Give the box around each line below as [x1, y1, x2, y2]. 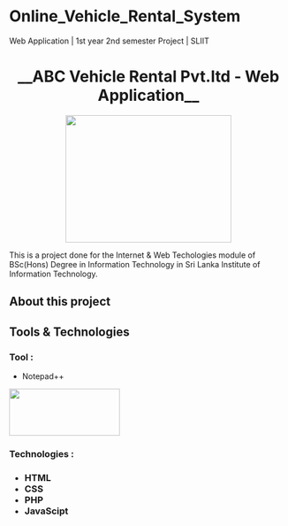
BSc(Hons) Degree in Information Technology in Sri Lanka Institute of [9, 259, 261, 269]
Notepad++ [21, 370, 64, 382]
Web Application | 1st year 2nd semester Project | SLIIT [9, 35, 210, 46]
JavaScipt [24, 505, 69, 517]
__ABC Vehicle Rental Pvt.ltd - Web [17, 66, 280, 87]
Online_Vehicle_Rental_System [9, 6, 241, 27]
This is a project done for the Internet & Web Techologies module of [9, 250, 256, 260]
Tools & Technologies [9, 324, 130, 339]
